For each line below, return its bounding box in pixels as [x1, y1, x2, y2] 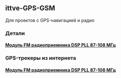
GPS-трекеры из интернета [5, 54, 77, 61]
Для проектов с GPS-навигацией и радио [5, 17, 95, 23]
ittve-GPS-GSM [5, 4, 55, 12]
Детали [5, 29, 25, 36]
